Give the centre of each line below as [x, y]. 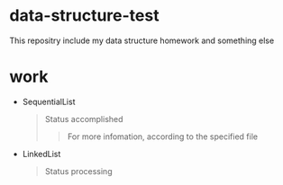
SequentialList [49, 101]
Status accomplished [84, 119]
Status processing [78, 171]
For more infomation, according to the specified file [163, 137]
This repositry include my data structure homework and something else [142, 40]
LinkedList [41, 154]
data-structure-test [84, 16]
